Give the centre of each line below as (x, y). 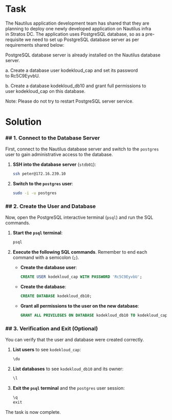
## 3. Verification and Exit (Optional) (52, 328)
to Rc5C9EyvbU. (23, 75)
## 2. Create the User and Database (51, 206)
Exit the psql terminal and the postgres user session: (69, 388)
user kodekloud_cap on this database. (46, 91)
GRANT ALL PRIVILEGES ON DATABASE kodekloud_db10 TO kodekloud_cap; (95, 316)
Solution (24, 122)
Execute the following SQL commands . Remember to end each (80, 252)
